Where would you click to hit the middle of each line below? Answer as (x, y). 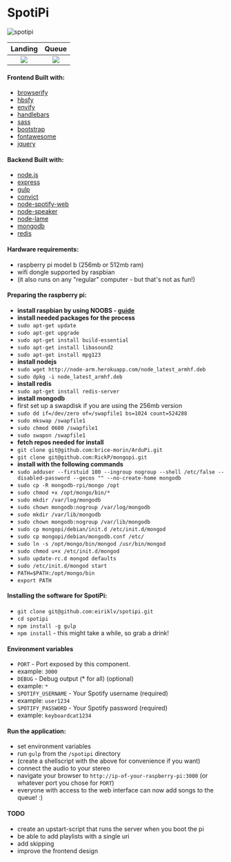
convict (28, 197)
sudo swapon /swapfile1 (51, 435)
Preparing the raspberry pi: (47, 295)
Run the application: (37, 731)
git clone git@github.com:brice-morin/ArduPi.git (90, 450)
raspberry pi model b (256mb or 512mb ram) (80, 265)
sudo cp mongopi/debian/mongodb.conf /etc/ (81, 536)
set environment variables (54, 746)
